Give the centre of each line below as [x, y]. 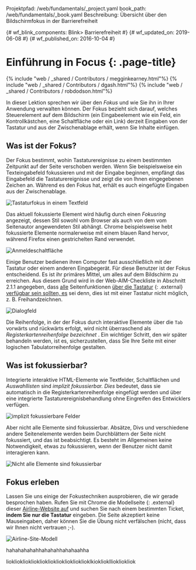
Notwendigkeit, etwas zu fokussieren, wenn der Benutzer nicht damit [89, 446]
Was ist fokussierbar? [47, 366]
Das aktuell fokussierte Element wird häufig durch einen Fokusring [86, 214]
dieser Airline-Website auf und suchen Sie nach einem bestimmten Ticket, [95, 509]
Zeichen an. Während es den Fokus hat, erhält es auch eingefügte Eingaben [97, 185]
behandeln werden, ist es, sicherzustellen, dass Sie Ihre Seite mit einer [91, 341]
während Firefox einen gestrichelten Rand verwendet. [71, 239]
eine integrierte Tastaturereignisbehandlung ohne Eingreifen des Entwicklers [98, 398]
